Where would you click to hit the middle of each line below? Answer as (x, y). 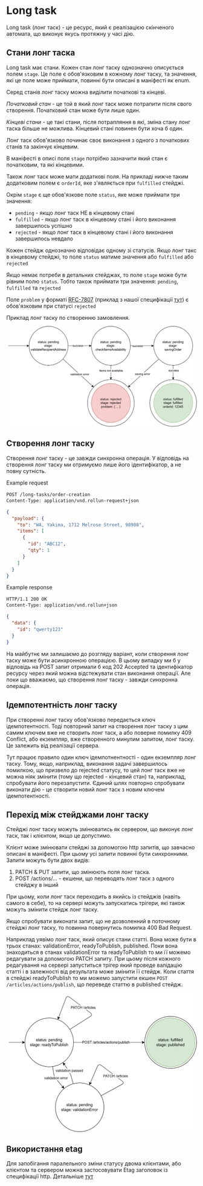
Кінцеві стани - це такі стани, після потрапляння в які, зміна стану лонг (98, 122)
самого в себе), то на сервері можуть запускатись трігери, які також (96, 903)
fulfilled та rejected (34, 288)
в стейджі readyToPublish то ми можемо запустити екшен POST (87, 978)
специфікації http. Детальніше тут (50, 1176)
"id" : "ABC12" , (47, 544)
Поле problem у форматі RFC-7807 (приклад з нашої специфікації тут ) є (98, 299)
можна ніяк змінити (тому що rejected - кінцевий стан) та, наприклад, (96, 777)
